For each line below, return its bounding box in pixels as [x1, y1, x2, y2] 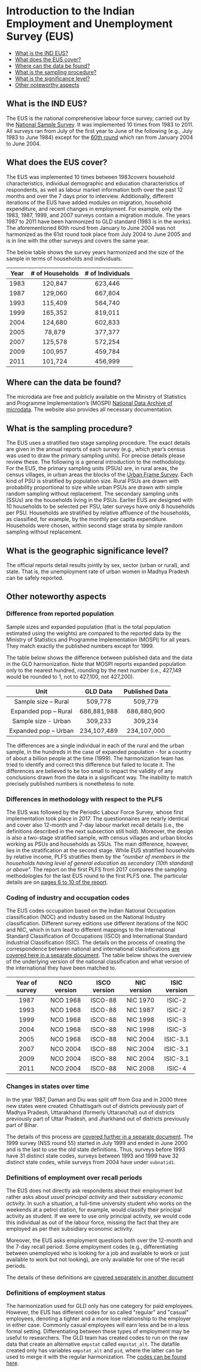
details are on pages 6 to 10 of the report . [6, 879, 109, 886]
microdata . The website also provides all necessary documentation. [6, 406, 173, 413]
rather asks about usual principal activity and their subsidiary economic [6, 1193, 184, 1200]
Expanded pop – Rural [10, 707, 73, 715]
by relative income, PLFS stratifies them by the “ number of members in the [6, 853, 190, 860]
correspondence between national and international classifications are [6, 945, 180, 953]
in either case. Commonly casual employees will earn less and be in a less [6, 1322, 189, 1329]
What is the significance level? [14, 75, 90, 82]
